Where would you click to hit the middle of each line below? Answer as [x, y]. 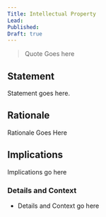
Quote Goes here [49, 54]
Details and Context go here [58, 206]
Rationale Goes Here [37, 133]
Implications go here [37, 172]
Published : [23, 27]
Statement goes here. [39, 94]
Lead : [15, 21]
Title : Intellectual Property [52, 14]
